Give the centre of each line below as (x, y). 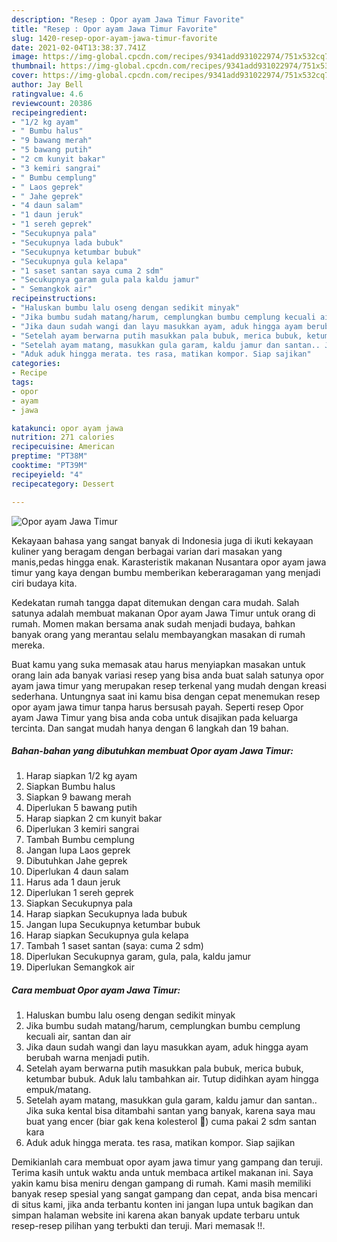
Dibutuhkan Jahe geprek (76, 861)
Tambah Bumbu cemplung (80, 840)
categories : (36, 364)
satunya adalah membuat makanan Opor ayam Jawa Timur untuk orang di (163, 613)
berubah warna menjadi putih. (87, 1058)
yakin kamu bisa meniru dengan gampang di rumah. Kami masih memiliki (161, 1183)
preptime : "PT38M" (49, 456)
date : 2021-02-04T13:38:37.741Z (78, 47)
